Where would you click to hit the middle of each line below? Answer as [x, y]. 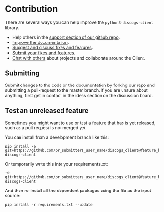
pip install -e [20, 146]
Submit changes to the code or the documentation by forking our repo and [80, 85]
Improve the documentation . [41, 42]
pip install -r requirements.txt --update [49, 204]
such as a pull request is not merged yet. [46, 127]
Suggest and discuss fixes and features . [52, 47]
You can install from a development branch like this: [57, 137]
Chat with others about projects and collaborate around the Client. [79, 58]
